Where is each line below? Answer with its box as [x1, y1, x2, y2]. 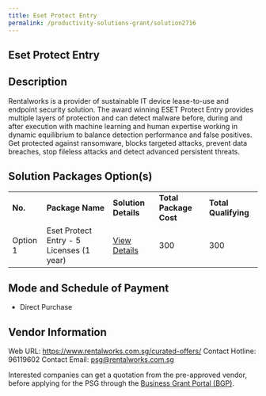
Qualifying [208, 207, 249, 218]
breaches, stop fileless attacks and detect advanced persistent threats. [8, 147, 240, 156]
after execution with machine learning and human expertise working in [8, 121, 238, 131]
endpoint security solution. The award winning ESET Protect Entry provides [8, 105, 254, 114]
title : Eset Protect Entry [8, 11, 97, 20]
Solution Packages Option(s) [8, 169, 153, 183]
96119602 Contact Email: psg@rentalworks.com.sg [8, 355, 174, 364]
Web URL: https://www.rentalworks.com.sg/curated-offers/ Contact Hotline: [8, 346, 256, 356]
